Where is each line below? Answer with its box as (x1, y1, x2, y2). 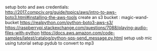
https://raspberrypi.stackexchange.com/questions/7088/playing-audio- (5, 25, 148, 31)
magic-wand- (121, 15, 149, 20)
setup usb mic (124, 35, 152, 41)
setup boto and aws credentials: (5, 4, 69, 10)
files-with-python (5, 30, 40, 35)
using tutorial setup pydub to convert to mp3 (5, 40, 94, 46)
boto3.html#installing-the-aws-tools (5, 15, 78, 20)
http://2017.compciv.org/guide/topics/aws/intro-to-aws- (5, 9, 117, 15)
